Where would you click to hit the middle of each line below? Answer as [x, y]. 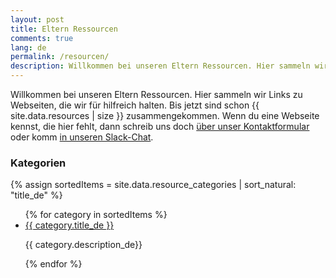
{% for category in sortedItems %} [96, 215]
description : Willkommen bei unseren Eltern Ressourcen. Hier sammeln [160, 66]
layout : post [37, 19]
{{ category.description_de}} [83, 245]
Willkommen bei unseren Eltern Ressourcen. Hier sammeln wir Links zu [156, 94]
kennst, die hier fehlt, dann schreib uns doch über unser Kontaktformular [160, 126]
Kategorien [38, 163]
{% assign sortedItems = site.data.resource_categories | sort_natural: [153, 185]
